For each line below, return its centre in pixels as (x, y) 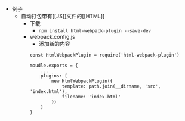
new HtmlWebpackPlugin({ (82, 81)
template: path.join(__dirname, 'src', (111, 86)
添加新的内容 (54, 44)
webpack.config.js (53, 37)
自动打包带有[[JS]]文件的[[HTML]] (63, 16)
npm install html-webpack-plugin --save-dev (95, 31)
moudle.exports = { (54, 66)
